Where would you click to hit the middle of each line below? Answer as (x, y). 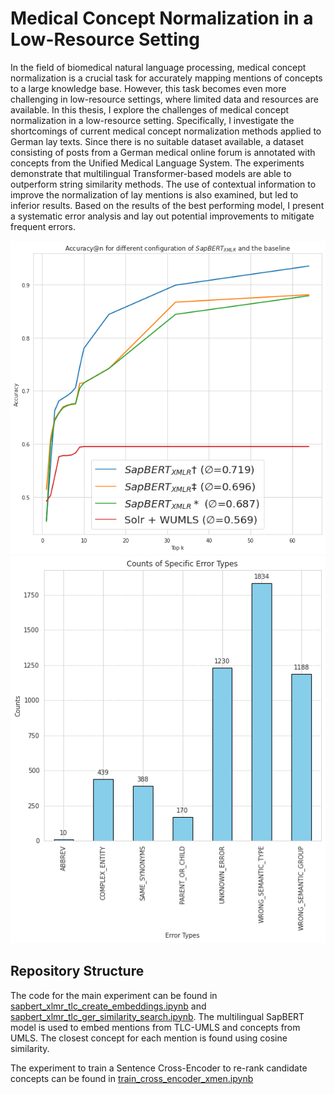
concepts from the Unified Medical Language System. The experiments (157, 163)
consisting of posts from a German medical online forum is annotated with (163, 152)
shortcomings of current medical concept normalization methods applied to (166, 131)
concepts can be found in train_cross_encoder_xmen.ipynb (132, 1078)
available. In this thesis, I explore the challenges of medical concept (150, 109)
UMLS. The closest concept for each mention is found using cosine (149, 1038)
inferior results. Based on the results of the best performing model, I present (167, 205)
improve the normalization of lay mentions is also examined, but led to (154, 194)
